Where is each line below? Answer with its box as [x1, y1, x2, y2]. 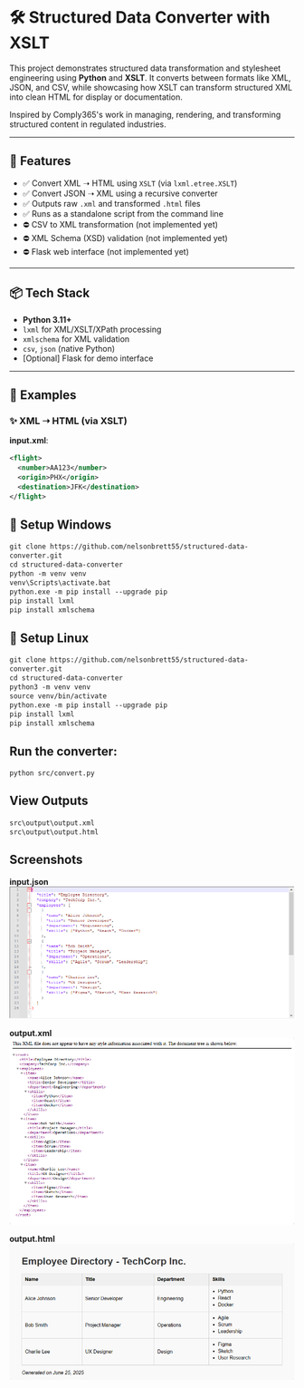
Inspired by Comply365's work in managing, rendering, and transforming [9, 109, 281, 120]
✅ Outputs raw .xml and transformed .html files [22, 198, 201, 209]
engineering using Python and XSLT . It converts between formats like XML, [9, 72, 291, 83]
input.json [9, 876, 49, 887]
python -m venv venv [9, 569, 88, 578]
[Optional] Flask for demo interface [22, 353, 154, 364]
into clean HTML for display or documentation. [9, 92, 184, 102]
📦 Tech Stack [9, 286, 90, 301]
